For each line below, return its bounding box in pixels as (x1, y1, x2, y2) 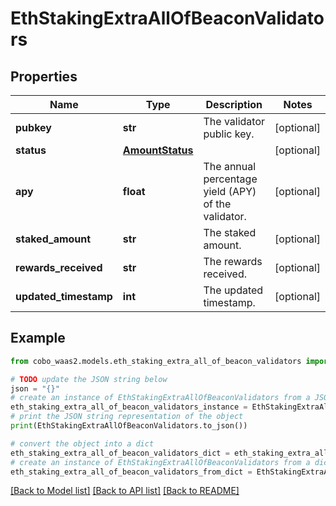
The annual (203, 160, 257, 173)
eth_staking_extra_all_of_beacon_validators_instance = (10, 402, 248, 412)
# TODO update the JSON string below (10, 374, 168, 384)
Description (205, 98, 263, 111)
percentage (203, 172, 258, 186)
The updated (203, 283, 264, 297)
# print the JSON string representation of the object (10, 412, 244, 422)
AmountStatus (122, 143, 194, 157)
